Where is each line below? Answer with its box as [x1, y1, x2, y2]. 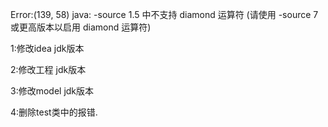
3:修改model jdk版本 [10, 85, 95, 97]
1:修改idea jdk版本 [10, 43, 85, 54]
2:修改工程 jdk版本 [10, 64, 87, 75]
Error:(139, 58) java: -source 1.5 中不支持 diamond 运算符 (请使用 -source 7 [10, 9, 319, 20]
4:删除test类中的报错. [10, 106, 98, 118]
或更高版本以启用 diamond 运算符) [10, 21, 152, 33]
